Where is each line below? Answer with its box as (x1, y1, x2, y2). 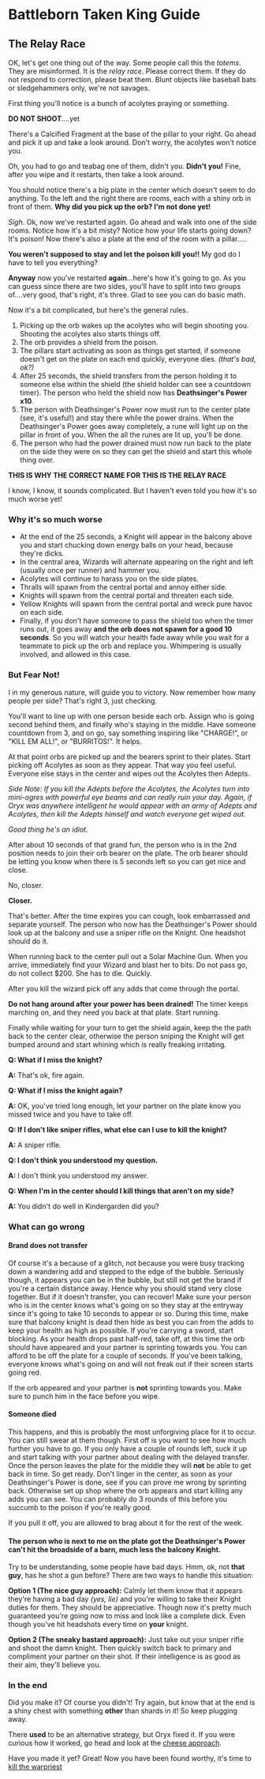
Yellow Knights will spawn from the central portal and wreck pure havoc (19, 599, 253, 609)
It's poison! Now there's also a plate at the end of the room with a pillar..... (8, 234, 248, 243)
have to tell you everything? (8, 258, 99, 267)
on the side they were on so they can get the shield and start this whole (19, 447, 252, 456)
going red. (8, 1367, 42, 1377)
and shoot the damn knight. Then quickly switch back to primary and (8, 1644, 232, 1653)
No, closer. (8, 880, 43, 889)
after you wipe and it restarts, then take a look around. (8, 170, 185, 179)
